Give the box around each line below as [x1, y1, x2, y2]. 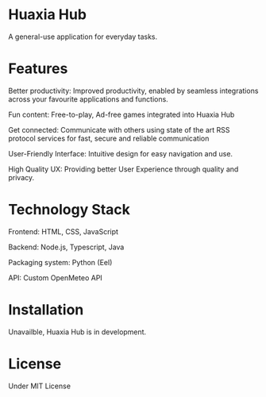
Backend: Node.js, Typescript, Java [8, 242, 125, 252]
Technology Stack [8, 201, 131, 219]
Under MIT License [8, 381, 71, 391]
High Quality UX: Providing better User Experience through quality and [8, 164, 239, 174]
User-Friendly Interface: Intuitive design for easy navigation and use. [8, 148, 233, 158]
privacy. [8, 172, 35, 182]
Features [8, 60, 68, 78]
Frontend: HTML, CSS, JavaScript [8, 226, 119, 236]
